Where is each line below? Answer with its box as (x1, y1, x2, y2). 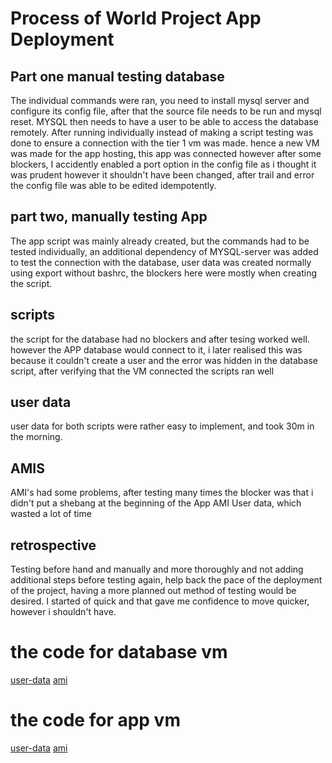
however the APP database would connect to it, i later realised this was (10, 343, 303, 356)
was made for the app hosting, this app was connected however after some (10, 148, 322, 159)
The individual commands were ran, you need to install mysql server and (10, 95, 310, 106)
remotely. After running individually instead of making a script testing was (10, 127, 314, 138)
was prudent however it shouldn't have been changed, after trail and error (10, 169, 315, 181)
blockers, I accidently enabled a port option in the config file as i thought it (10, 158, 317, 170)
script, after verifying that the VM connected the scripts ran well (10, 365, 275, 377)
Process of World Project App (10, 7, 262, 30)
